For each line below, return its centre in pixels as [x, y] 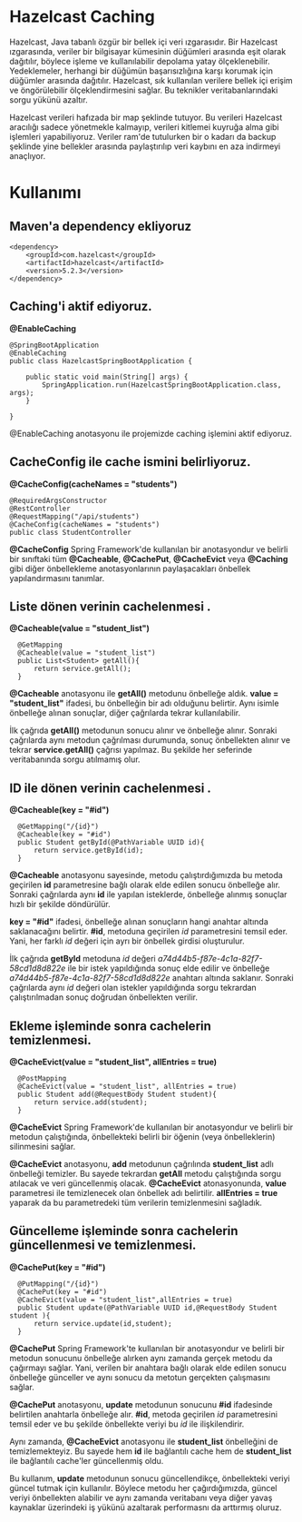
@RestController [40, 509]
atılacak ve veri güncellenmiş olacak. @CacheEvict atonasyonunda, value [148, 1183]
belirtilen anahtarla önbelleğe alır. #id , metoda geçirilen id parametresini [144, 1414]
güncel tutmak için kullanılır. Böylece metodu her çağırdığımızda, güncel [144, 1487]
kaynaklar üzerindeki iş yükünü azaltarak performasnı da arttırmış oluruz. [146, 1507]
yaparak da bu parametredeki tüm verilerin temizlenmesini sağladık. [136, 1202]
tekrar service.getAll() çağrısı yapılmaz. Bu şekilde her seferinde [131, 750]
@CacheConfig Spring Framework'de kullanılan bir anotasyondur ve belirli [149, 549]
